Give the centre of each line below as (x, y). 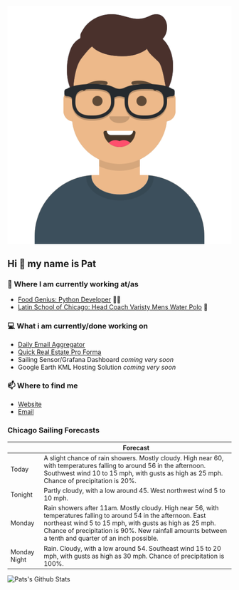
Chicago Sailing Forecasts (53, 430)
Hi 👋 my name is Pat (52, 263)
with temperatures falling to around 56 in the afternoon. (125, 465)
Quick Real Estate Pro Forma (59, 352)
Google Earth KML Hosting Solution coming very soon (97, 367)
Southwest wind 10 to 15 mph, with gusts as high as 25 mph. (133, 473)
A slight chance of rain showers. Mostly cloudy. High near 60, (134, 457)
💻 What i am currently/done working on (78, 326)
